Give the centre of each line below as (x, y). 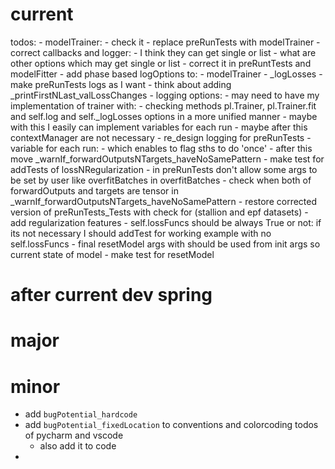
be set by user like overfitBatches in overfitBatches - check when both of (161, 180)
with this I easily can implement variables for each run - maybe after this (159, 127)
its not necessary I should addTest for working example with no (141, 233)
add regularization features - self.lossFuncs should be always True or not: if (166, 222)
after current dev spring (111, 295)
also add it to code (78, 446)
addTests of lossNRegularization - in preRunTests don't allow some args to (164, 169)
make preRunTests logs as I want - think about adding (121, 84)
